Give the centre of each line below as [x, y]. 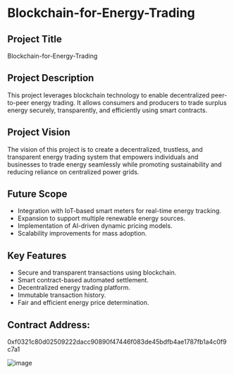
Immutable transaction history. [62, 295]
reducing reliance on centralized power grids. [73, 171]
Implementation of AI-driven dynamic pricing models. [95, 226]
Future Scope [37, 194]
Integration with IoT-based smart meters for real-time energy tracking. [119, 211]
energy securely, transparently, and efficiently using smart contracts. [107, 110]
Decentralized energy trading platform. [74, 288]
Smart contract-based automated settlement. [83, 280]
